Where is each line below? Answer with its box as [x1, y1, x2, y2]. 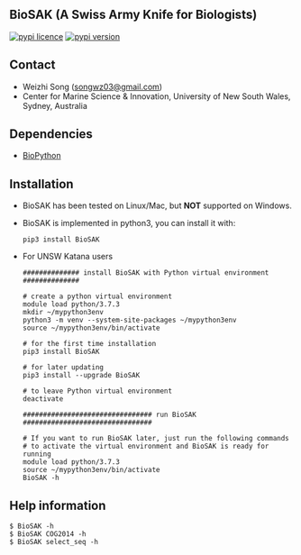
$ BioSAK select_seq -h [9, 538, 99, 547]
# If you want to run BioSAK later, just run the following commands [22, 434, 290, 443]
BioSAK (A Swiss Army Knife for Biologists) [9, 7, 258, 23]
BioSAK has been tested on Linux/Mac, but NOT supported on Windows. [22, 200, 293, 211]
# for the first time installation [22, 340, 157, 349]
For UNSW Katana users [22, 251, 114, 262]
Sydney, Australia [22, 100, 88, 111]
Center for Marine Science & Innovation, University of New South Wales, [22, 90, 291, 102]
